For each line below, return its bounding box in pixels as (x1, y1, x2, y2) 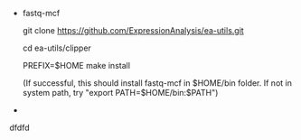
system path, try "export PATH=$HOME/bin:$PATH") (22, 88, 219, 98)
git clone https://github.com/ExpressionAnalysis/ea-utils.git (22, 25, 244, 35)
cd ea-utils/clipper (22, 42, 92, 53)
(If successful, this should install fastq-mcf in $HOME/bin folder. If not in (22, 78, 292, 89)
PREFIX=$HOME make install (22, 61, 131, 70)
